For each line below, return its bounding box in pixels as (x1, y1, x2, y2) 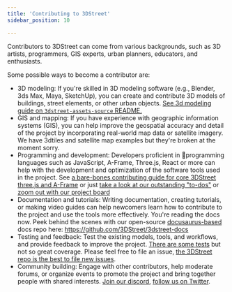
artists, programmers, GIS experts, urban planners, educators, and (7, 50, 199, 58)
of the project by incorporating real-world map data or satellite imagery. (17, 129, 224, 137)
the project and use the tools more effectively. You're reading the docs (17, 210, 220, 219)
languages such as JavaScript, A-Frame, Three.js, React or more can (17, 158, 216, 166)
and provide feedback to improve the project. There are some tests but (17, 240, 221, 248)
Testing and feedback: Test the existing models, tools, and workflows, (17, 232, 218, 241)
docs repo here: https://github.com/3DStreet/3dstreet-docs (17, 225, 189, 233)
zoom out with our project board (17, 188, 110, 196)
